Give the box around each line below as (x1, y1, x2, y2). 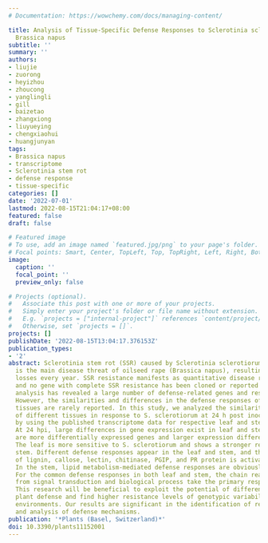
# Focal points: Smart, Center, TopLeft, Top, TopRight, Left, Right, (8, 248, 248, 256)
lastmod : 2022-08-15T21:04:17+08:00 (8, 204, 130, 212)
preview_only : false (15, 278, 84, 286)
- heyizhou (8, 77, 45, 86)
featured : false (8, 212, 62, 220)
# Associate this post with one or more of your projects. (8, 300, 216, 308)
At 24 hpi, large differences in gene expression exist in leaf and (15, 426, 248, 434)
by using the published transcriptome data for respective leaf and (15, 418, 248, 427)
